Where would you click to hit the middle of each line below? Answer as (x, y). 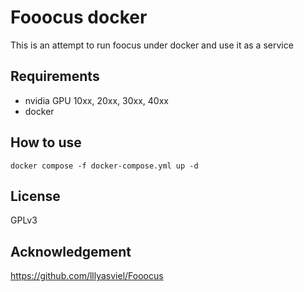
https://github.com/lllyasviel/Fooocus (87, 276)
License (35, 196)
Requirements (55, 76)
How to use (46, 142)
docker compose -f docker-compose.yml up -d (104, 166)
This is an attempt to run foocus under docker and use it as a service (152, 45)
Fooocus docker (79, 17)
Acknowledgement (71, 251)
